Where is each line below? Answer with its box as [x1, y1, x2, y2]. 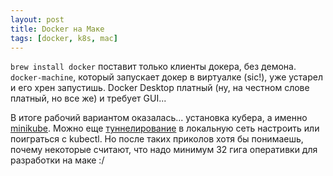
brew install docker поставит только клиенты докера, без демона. [10, 61, 297, 73]
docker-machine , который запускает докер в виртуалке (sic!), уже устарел [10, 71, 324, 83]
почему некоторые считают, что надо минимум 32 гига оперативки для [10, 144, 318, 156]
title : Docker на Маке [10, 24, 105, 34]
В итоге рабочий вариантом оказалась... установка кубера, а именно [10, 112, 308, 124]
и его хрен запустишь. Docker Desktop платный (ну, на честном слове [10, 82, 310, 94]
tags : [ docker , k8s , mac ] [10, 33, 118, 43]
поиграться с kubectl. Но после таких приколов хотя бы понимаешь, [10, 133, 304, 145]
